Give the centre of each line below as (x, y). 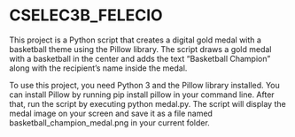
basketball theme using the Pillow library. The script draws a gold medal (140, 49)
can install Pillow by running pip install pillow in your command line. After (142, 95)
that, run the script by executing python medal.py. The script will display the (147, 103)
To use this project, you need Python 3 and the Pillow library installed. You (145, 85)
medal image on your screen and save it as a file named (111, 113)
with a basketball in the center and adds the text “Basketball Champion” (140, 58)
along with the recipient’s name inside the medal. (98, 68)
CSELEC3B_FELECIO (86, 15)
